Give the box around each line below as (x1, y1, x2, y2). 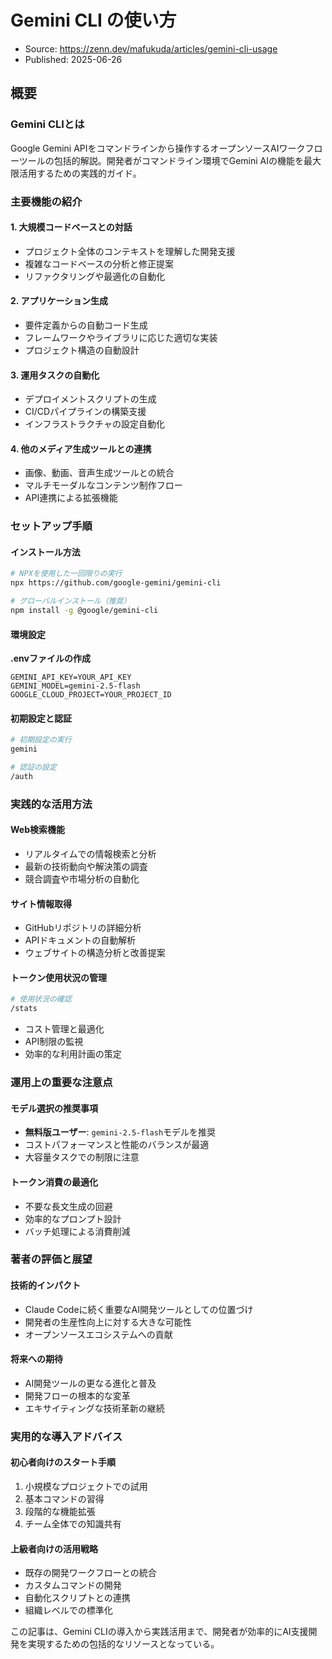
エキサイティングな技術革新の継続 (24, 1402, 165, 1414)
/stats (10, 1004, 38, 1014)
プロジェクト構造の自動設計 (24, 344, 140, 356)
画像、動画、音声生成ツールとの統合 (24, 467, 175, 479)
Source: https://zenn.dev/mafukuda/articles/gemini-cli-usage (24, 42, 278, 55)
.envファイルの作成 (10, 652, 91, 665)
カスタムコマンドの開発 (24, 1579, 122, 1591)
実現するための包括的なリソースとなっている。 (27, 1638, 220, 1650)
